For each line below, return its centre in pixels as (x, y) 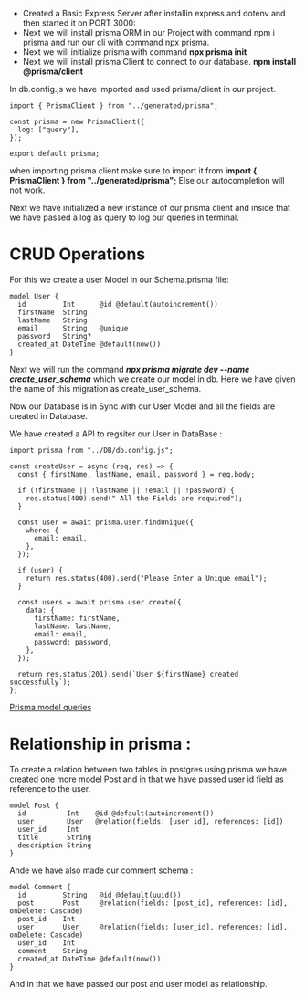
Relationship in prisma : (100, 744)
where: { (42, 530)
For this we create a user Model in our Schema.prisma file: (119, 279)
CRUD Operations (78, 254)
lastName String (53, 320)
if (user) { (41, 570)
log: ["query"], (48, 130)
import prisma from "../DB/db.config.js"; (91, 450)
